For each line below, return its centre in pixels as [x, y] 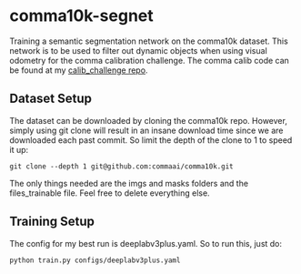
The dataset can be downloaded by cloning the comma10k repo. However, [149, 120]
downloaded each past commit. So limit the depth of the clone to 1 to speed [151, 140]
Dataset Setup [51, 99]
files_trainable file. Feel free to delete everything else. [110, 193]
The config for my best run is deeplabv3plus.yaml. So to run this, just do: [146, 243]
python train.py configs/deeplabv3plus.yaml [95, 260]
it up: [19, 149]
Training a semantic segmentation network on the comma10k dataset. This [149, 41]
